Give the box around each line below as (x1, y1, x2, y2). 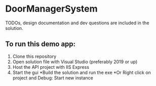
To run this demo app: (5, 40, 76, 49)
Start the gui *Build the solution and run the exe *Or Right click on (12, 69, 151, 75)
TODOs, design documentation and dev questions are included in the (5, 20, 149, 26)
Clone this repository (12, 53, 57, 59)
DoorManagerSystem (5, 3, 98, 15)
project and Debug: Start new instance (12, 74, 94, 81)
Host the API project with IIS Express (12, 64, 90, 70)
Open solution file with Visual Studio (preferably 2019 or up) (12, 59, 138, 65)
